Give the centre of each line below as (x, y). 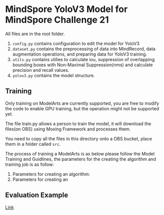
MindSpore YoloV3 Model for (66, 9)
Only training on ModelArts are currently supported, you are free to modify (82, 103)
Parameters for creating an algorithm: (51, 174)
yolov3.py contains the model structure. (54, 75)
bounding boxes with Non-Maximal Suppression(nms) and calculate (83, 65)
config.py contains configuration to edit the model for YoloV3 (76, 43)
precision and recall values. (41, 70)
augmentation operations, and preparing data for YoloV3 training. (80, 54)
